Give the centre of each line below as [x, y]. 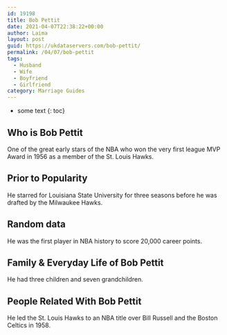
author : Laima [28, 33]
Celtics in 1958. [29, 325]
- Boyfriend [31, 78]
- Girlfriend [32, 85]
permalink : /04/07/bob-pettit [51, 53]
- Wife [23, 71]
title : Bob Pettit [34, 20]
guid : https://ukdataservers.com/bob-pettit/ [74, 46]
